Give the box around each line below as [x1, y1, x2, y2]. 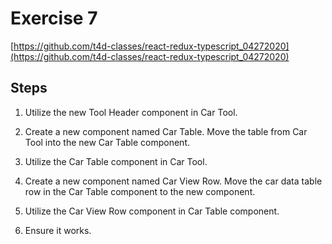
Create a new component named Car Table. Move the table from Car [24, 125, 308, 137]
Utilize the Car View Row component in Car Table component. [24, 205, 280, 217]
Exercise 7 [10, 7, 98, 30]
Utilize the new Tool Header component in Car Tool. [24, 106, 238, 118]
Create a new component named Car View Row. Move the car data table [24, 175, 323, 187]
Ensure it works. [24, 224, 92, 236]
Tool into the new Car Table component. [24, 136, 191, 148]
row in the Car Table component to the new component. [24, 185, 256, 197]
